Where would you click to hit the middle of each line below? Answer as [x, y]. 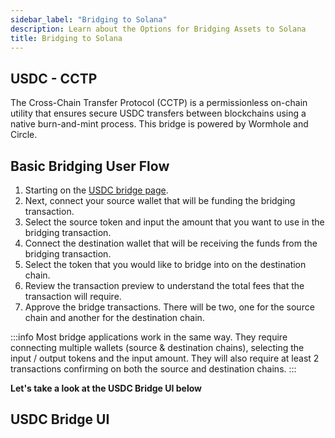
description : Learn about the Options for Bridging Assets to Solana [158, 29]
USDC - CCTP [54, 78]
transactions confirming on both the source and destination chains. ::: [153, 369]
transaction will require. [73, 296]
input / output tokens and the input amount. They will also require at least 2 [165, 358]
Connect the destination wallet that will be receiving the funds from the [171, 243]
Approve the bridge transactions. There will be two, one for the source [169, 307]
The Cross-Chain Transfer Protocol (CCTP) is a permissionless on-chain [159, 103]
